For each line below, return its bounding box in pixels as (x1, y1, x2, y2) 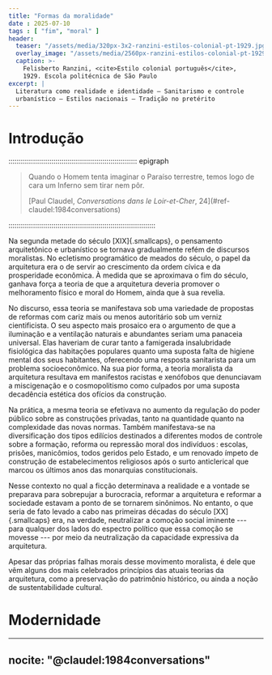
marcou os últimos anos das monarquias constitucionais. (8, 465, 198, 475)
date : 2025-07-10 (8, 19, 70, 28)
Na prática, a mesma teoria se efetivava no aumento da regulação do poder (8, 405, 261, 415)
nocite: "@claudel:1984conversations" (8, 653, 210, 667)
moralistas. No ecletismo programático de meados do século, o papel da (8, 253, 251, 263)
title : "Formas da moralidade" (8, 11, 114, 20)
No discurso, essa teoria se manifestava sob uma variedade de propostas (8, 304, 254, 313)
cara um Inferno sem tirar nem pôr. (28, 180, 145, 190)
